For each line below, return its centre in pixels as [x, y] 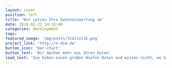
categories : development [32, 29]
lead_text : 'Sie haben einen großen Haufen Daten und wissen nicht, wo [83, 58]
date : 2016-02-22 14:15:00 [34, 24]
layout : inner [20, 10]
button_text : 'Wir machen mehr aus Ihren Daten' [58, 53]
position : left [21, 15]
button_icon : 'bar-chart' [33, 48]
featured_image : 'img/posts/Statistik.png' [52, 39]
